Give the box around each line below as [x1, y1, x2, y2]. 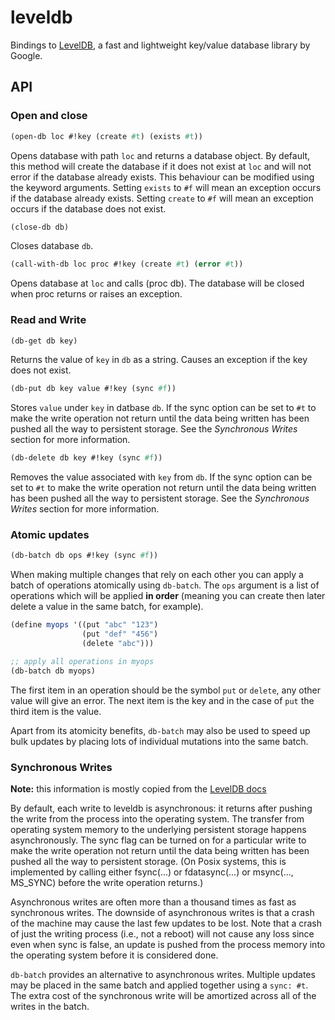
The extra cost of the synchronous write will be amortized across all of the [10, 990, 317, 1002]
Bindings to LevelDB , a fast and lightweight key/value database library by [10, 39, 311, 51]
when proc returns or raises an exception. [10, 288, 183, 300]
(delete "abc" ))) [81, 639, 155, 649]
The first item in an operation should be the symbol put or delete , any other [10, 684, 321, 696]
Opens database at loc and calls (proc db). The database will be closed [10, 277, 305, 290]
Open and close [10, 109, 88, 123]
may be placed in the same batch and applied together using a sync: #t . [10, 979, 309, 991]
